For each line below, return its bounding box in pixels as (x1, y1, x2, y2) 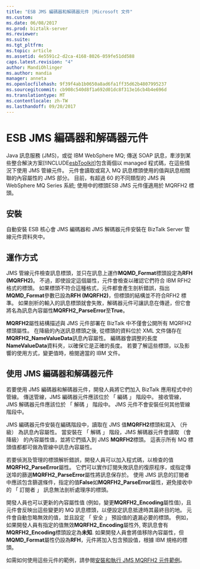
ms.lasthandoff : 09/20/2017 (6, 103, 76, 110)
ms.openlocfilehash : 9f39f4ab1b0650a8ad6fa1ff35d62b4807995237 (6, 81, 167, 87)
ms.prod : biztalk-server (6, 25, 68, 32)
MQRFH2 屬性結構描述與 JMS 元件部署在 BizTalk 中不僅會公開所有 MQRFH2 (6, 320, 192, 327)
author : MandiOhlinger (6, 64, 63, 71)
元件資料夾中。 (11, 233, 48, 240)
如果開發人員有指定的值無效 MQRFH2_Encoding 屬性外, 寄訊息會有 (6, 521, 168, 528)
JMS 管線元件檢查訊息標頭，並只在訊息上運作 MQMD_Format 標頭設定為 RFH (6, 270, 193, 277)
